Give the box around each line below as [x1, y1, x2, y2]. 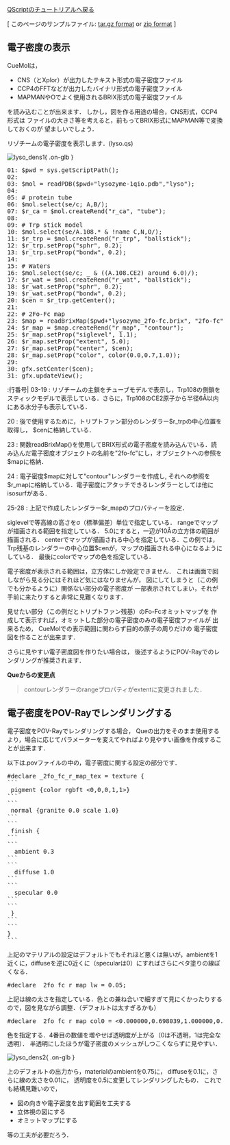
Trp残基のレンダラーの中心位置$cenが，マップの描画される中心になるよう [7, 543, 217, 552]
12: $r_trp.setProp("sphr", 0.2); [7, 241, 123, 249]
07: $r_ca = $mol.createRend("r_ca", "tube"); [7, 207, 166, 215]
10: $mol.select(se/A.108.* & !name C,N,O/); [7, 227, 163, 236]
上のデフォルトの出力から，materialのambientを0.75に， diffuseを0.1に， [7, 1067, 213, 1075]
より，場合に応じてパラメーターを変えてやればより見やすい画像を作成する [7, 735, 216, 743]
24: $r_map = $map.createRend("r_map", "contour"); [7, 323, 185, 332]
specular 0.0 [14, 889, 58, 896]
